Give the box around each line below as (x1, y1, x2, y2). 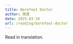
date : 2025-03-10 (5, 16, 40, 21)
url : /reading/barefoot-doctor (5, 21, 68, 26)
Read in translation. (5, 34, 44, 40)
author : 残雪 (5, 12, 30, 17)
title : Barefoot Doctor (5, 7, 53, 12)
